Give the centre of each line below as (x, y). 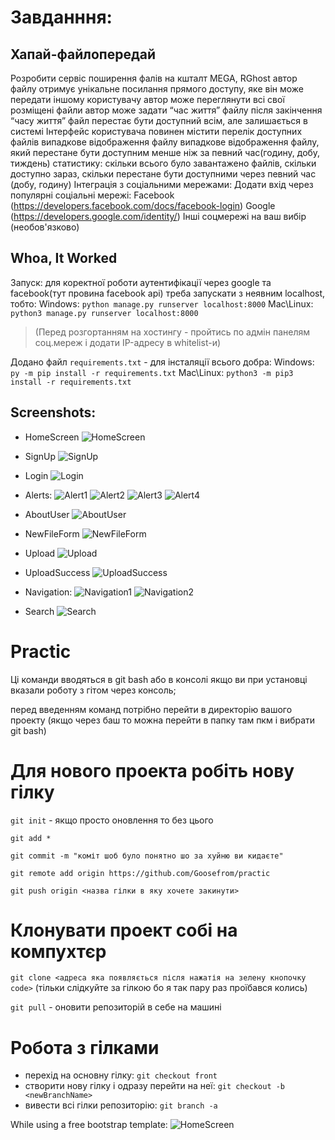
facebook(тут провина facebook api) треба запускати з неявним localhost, (168, 293)
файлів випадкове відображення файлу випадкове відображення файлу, (165, 142)
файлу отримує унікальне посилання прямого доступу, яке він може (157, 89)
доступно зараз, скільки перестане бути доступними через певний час (163, 174)
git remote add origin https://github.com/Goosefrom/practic (140, 873)
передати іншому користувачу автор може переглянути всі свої (147, 99)
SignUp (40, 456)
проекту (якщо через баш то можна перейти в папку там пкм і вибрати (163, 720)
